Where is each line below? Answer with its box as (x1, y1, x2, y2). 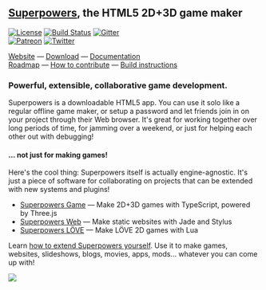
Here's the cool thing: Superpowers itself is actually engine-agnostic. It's (8, 167, 248, 178)
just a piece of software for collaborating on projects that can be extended (8, 176, 253, 186)
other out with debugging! (8, 131, 94, 142)
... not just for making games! (8, 150, 108, 159)
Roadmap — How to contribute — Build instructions (8, 60, 178, 69)
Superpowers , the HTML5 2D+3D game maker (8, 6, 243, 20)
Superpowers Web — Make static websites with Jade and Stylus (19, 217, 232, 226)
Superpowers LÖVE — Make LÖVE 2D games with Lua (19, 225, 198, 235)
